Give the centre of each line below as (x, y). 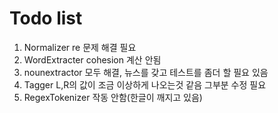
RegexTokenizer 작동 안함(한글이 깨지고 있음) (113, 97)
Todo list (46, 18)
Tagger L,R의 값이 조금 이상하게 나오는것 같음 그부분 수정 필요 (145, 84)
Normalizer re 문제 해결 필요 (80, 47)
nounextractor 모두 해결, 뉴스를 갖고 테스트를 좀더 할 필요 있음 (146, 72)
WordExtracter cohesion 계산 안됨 (92, 59)
